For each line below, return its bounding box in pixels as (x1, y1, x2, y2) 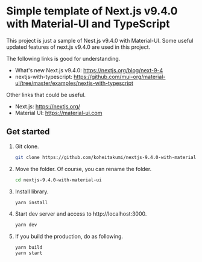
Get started (6, 126, 50, 137)
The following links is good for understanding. (6, 55, 121, 62)
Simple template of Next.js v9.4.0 (6, 4, 178, 18)
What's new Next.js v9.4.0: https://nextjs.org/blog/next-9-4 (14, 66, 163, 73)
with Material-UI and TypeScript (6, 17, 170, 31)
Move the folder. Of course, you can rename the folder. (14, 165, 152, 172)
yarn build (14, 245, 43, 251)
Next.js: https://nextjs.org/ (14, 102, 80, 110)
